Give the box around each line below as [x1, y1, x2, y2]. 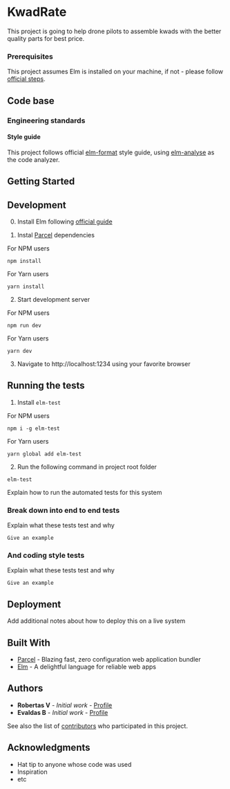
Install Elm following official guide [17, 217, 113, 226]
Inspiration [17, 768, 48, 776]
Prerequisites [7, 51, 53, 61]
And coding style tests [7, 550, 85, 560]
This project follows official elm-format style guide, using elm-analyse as [7, 148, 215, 156]
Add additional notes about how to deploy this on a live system [7, 617, 186, 625]
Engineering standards [7, 116, 86, 125]
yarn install [7, 283, 45, 290]
